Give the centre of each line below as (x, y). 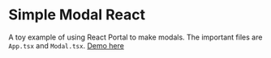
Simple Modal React (77, 15)
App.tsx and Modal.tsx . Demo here (66, 45)
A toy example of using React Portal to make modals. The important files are (135, 37)
